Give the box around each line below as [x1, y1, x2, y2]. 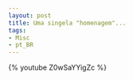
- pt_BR [8, 41, 34, 49]
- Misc [8, 33, 30, 42]
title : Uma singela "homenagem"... [8, 19, 127, 27]
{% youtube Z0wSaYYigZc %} [8, 63, 108, 72]
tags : [8, 26, 26, 34]
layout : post [8, 11, 52, 20]
